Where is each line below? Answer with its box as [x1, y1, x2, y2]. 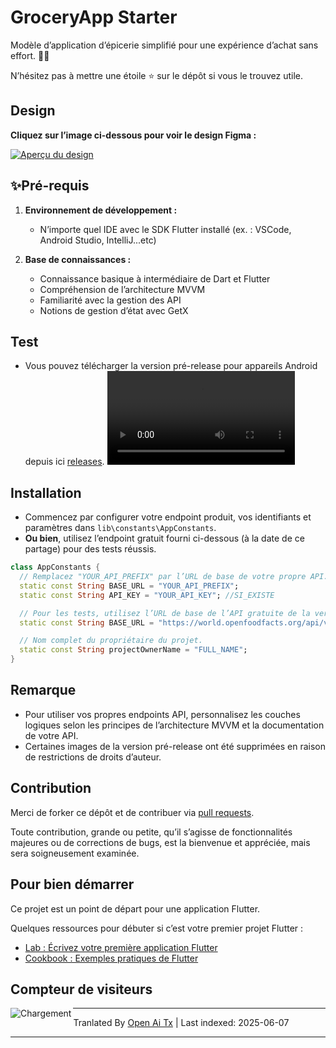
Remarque [10, 682, 77, 699]
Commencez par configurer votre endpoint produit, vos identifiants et [24, 511, 312, 523]
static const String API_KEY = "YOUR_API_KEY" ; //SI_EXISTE [19, 590, 275, 600]
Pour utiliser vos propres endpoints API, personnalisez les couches [24, 708, 301, 720]
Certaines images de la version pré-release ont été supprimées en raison [24, 740, 327, 752]
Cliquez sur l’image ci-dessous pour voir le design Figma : [10, 129, 257, 141]
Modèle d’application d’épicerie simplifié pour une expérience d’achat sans [10, 39, 319, 51]
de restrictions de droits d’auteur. [24, 751, 162, 763]
